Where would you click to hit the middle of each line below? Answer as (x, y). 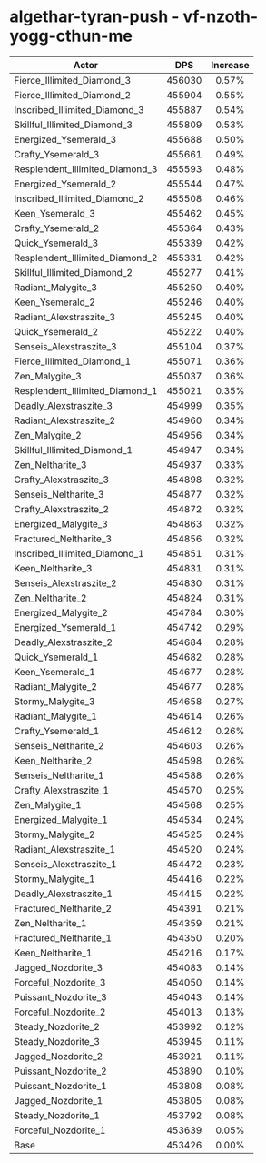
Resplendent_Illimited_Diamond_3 (86, 168)
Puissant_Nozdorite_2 (60, 1071)
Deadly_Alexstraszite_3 (64, 405)
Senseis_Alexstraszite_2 (65, 582)
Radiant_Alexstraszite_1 (65, 849)
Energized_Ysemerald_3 (65, 139)
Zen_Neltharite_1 (50, 923)
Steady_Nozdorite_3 (57, 1041)
